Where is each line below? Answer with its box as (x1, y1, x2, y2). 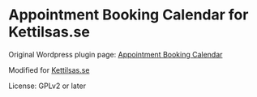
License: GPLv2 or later (8, 81, 87, 91)
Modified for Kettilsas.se (8, 65, 90, 74)
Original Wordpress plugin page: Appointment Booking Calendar (8, 49, 223, 59)
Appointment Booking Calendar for (8, 6, 249, 24)
